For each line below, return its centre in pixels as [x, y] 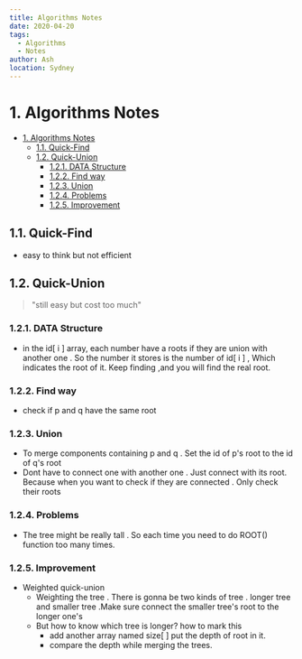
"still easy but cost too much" [86, 305]
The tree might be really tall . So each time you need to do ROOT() [145, 534]
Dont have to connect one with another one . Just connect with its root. [155, 473]
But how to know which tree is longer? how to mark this [139, 626]
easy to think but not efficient [77, 255]
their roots [41, 492]
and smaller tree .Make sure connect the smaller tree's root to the [157, 607]
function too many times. [69, 544]
